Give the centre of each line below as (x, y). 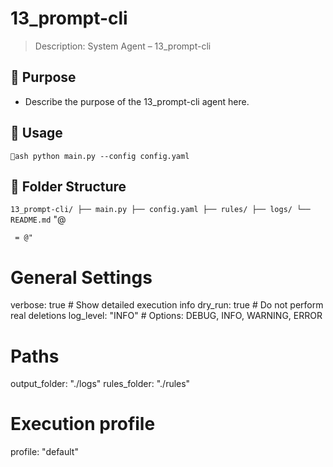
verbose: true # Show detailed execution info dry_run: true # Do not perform (167, 305)
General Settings (81, 277)
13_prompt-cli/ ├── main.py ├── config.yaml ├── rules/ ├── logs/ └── (160, 210)
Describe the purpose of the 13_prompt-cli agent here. (137, 101)
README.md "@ (38, 219)
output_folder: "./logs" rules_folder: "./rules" (100, 384)
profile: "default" (44, 452)
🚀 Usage (36, 133)
